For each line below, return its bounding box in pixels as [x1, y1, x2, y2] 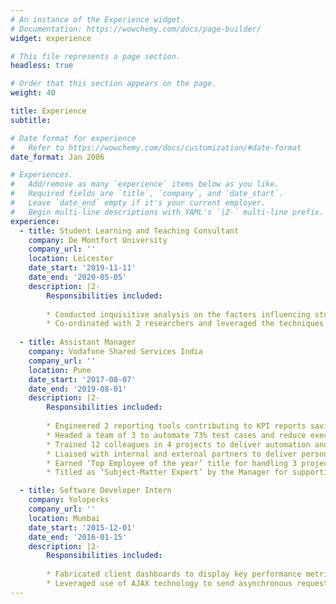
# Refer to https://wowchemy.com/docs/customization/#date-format [10, 142, 302, 153]
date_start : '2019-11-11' [28, 263, 137, 273]
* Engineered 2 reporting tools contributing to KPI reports [46, 421, 307, 431]
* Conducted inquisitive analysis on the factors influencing [46, 309, 311, 320]
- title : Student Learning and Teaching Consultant [19, 226, 240, 236]
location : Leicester [28, 254, 114, 264]
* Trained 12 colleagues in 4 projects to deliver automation [46, 439, 311, 450]
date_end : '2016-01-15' [28, 532, 128, 542]
